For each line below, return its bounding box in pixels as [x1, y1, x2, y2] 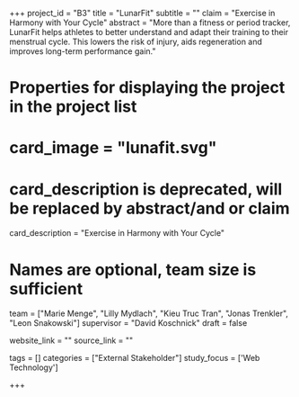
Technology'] [9, 362, 58, 373]
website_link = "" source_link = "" [9, 335, 134, 346]
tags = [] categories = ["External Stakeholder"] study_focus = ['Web [9, 353, 260, 364]
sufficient [9, 278, 84, 299]
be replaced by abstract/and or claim [9, 198, 290, 219]
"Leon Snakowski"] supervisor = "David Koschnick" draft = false [9, 318, 248, 329]
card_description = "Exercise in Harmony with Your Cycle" [9, 228, 225, 239]
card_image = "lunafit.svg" [9, 138, 217, 158]
